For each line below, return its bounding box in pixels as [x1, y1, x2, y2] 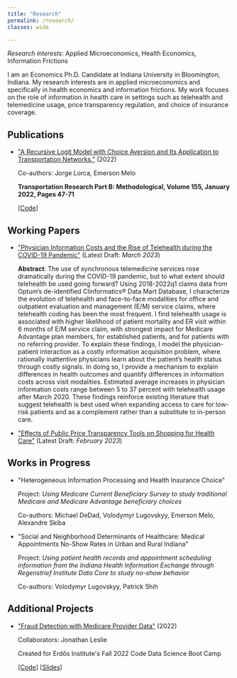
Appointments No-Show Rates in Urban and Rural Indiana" [17, 540, 189, 548]
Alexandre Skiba [17, 518, 66, 527]
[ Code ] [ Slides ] [17, 662, 62, 671]
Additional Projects [7, 603, 94, 615]
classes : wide [7, 23, 50, 30]
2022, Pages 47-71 [17, 190, 75, 199]
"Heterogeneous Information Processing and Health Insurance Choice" [17, 476, 226, 484]
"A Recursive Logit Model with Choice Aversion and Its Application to [17, 148, 219, 156]
